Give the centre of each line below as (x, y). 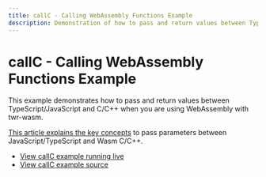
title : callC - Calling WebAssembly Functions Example (101, 15)
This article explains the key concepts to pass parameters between (118, 133)
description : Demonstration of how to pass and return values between (127, 23)
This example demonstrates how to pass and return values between (119, 100)
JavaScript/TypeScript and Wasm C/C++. (76, 141)
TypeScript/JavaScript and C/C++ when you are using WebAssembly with (129, 109)
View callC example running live (72, 156)
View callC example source (64, 165)
